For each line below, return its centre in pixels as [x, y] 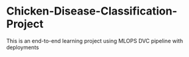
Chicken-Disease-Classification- [92, 11]
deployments [23, 47]
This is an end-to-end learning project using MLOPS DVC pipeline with [95, 41]
